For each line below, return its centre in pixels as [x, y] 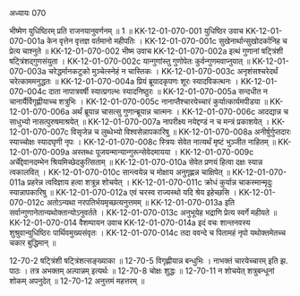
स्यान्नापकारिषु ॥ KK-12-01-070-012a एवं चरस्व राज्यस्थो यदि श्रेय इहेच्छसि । [123, 192]
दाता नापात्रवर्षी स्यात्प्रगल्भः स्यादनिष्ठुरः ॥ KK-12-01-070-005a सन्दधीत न [159, 91]
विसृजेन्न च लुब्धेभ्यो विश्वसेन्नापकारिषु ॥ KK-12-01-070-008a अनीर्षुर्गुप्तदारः [180, 132]
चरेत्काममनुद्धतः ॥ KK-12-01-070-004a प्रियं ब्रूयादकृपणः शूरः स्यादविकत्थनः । [124, 81]
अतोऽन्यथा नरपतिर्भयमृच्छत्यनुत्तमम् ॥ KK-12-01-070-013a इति [141, 202]
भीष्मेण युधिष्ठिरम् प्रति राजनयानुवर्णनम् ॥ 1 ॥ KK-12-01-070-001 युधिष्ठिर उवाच [126, 31]
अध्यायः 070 [28, 13]
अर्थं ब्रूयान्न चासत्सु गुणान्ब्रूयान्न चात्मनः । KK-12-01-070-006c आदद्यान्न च [180, 112]
